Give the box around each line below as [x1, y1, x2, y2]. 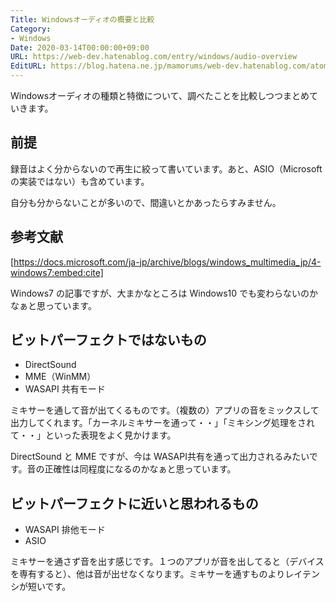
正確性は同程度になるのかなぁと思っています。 [44, 463, 237, 475]
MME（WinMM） [24, 371, 97, 383]
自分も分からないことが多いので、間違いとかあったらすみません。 [10, 196, 282, 208]
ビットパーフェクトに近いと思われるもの [10, 495, 259, 512]
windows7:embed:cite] [10, 266, 104, 278]
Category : [10, 24, 52, 34]
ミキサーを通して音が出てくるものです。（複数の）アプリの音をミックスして [10, 404, 320, 416]
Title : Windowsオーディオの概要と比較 [10, 14, 155, 25]
